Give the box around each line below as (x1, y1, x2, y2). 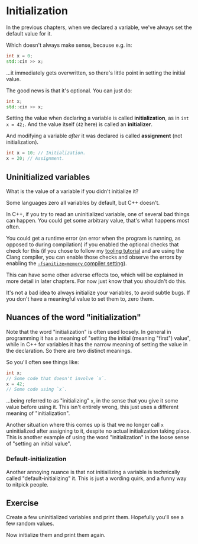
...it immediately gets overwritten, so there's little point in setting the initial (6, 69, 186, 76)
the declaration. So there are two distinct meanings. (6, 347, 132, 354)
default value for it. (6, 30, 52, 37)
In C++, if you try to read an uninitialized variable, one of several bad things (6, 211, 190, 217)
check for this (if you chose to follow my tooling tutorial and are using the (6, 247, 184, 254)
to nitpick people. (6, 481, 48, 488)
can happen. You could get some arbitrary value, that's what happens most (6, 217, 190, 224)
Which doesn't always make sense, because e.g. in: (6, 41, 132, 49)
